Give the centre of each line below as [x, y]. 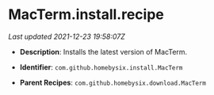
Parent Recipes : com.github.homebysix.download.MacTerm [113, 82]
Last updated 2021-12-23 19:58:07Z [67, 36]
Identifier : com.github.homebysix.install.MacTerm [101, 67]
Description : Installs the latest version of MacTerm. [103, 51]
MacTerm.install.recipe [86, 15]
